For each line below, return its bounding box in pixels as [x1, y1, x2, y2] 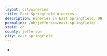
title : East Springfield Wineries [5, 11, 75, 16]
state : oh [5, 25, 25, 30]
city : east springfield [5, 34, 53, 39]
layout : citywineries [5, 7, 49, 12]
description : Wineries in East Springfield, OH [5, 16, 103, 21]
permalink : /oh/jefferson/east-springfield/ [5, 20, 96, 25]
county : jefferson [5, 29, 42, 34]
